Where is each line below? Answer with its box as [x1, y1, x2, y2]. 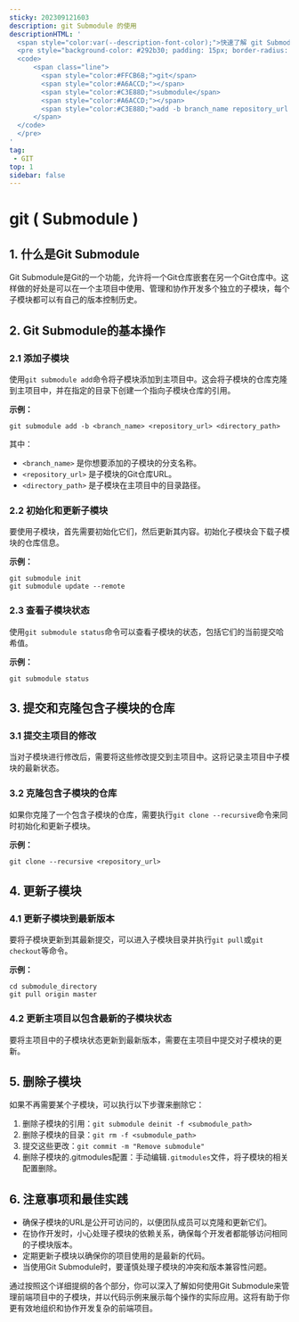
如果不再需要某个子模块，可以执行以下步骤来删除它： [9, 1099, 205, 1111]
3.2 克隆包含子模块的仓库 [9, 787, 117, 799]
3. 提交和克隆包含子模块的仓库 [9, 700, 175, 715]
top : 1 [9, 162, 34, 171]
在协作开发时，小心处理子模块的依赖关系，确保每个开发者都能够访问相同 [21, 1228, 287, 1239]
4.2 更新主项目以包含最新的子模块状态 [9, 1012, 172, 1025]
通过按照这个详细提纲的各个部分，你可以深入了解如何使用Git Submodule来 [9, 1281, 282, 1292]
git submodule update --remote [9, 582, 125, 591]
